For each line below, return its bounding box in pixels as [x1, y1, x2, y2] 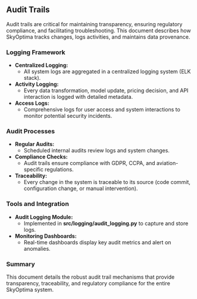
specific [23, 166, 43, 173]
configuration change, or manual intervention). [23, 185, 138, 192]
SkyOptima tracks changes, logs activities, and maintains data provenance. [6, 33, 190, 41]
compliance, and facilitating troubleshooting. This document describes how [6, 27, 192, 34]
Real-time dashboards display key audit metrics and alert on [23, 238, 171, 246]
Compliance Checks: [14, 153, 68, 160]
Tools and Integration [6, 200, 70, 208]
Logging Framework [6, 48, 65, 56]
